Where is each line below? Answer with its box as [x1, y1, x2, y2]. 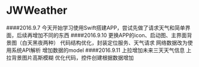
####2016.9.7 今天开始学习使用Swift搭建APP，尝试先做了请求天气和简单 [6, 24, 186, 31]
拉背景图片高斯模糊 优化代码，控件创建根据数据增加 [6, 54, 134, 61]
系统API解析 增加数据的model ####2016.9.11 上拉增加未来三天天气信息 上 [11, 46, 192, 54]
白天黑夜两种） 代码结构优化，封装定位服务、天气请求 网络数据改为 [22, 39, 188, 46]
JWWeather [6, 4, 68, 17]
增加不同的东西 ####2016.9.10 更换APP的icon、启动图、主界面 [32, 31, 187, 39]
